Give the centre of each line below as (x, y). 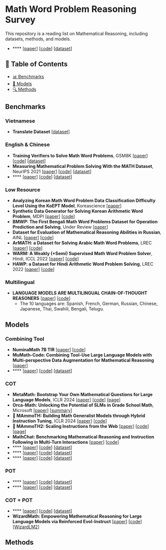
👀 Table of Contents (36, 64)
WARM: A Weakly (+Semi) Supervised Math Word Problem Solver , (82, 254)
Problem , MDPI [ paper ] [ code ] (44, 216)
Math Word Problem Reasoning (71, 9)
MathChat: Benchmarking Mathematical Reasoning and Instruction (83, 437)
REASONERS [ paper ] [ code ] (41, 298)
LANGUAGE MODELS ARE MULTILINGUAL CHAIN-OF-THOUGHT (80, 293)
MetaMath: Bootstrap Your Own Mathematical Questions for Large (83, 395)
